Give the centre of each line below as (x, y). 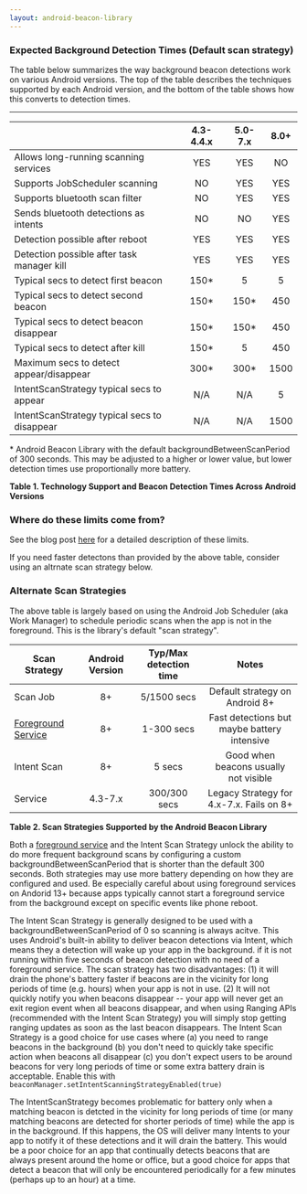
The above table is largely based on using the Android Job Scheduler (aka (149, 611)
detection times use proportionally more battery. (101, 468)
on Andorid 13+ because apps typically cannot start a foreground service (147, 893)
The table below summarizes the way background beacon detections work (150, 69)
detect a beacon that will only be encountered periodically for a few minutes (153, 1169)
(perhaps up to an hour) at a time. (73, 1179)
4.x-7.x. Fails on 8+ (250, 804)
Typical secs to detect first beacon (88, 280)
